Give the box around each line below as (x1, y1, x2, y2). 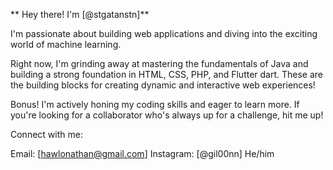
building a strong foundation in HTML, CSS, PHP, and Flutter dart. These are (10, 69, 324, 80)
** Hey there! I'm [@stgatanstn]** (10, 9, 150, 20)
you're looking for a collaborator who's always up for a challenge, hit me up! (10, 109, 324, 121)
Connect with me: (10, 129, 83, 140)
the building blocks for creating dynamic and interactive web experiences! (10, 79, 316, 91)
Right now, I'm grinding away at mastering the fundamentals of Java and (10, 58, 309, 69)
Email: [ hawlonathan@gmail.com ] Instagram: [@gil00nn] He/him (10, 148, 275, 159)
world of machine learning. (10, 39, 122, 50)
